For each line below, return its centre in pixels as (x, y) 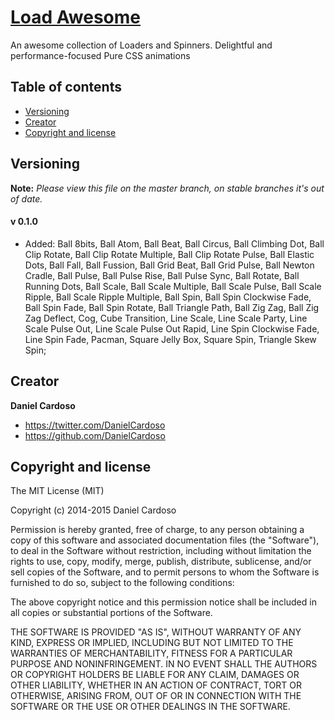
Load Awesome (76, 17)
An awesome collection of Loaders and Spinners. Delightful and (141, 45)
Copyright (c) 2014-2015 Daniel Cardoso (93, 510)
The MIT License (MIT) (57, 491)
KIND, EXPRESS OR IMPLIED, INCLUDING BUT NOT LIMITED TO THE (152, 643)
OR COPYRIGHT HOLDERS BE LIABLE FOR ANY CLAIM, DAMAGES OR (155, 675)
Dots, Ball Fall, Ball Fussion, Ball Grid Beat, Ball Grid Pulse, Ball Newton (169, 265)
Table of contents (66, 87)
